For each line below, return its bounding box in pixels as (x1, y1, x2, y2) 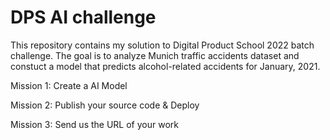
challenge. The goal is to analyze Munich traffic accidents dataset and (10, 49, 300, 61)
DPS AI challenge (10, 6, 157, 29)
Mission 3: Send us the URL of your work (10, 118, 179, 130)
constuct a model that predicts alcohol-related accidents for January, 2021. (10, 60, 321, 72)
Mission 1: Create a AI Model (10, 79, 128, 91)
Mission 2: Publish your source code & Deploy (10, 99, 200, 111)
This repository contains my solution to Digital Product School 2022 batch (10, 39, 315, 51)
